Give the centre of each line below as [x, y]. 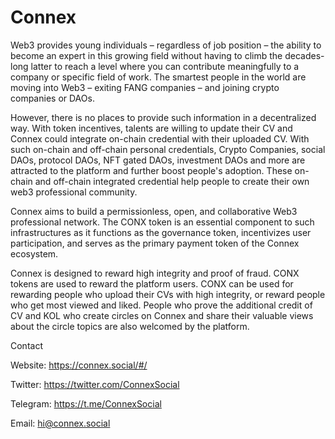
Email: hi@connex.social [60, 423]
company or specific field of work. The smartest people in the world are [158, 77]
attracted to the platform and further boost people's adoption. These [151, 170]
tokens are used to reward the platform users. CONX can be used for [152, 283]
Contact [26, 345]
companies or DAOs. [52, 98]
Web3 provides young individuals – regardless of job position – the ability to [166, 45]
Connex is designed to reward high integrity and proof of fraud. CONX [155, 273]
